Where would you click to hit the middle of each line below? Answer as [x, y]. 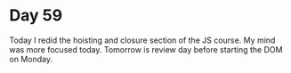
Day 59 [36, 16]
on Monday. [31, 59]
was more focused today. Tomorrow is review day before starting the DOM [146, 49]
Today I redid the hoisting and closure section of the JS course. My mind [142, 40]
